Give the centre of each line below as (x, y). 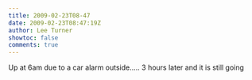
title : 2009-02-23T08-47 (49, 15)
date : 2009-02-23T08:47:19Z (55, 23)
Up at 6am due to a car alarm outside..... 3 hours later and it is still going (126, 67)
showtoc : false (33, 38)
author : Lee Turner (41, 30)
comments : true (33, 45)
